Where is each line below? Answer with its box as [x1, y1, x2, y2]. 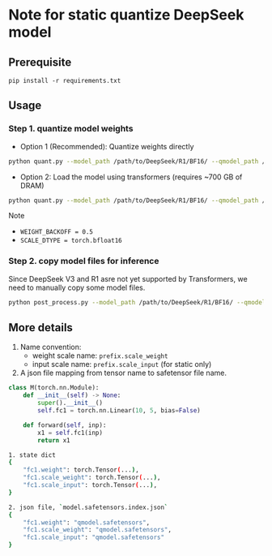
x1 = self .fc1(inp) [37, 429, 104, 437]
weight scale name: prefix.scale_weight [32, 351, 168, 360]
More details [8, 321, 73, 334]
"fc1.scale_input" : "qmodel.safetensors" [23, 533, 164, 541]
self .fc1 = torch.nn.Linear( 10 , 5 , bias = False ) [37, 407, 201, 415]
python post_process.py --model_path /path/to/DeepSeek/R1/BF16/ [8, 298, 233, 306]
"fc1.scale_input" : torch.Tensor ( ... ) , [23, 481, 158, 489]
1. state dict [8, 450, 57, 459]
